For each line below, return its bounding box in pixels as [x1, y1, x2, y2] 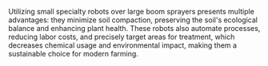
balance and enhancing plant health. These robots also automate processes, [8, 24, 261, 33]
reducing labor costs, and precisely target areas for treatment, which [8, 32, 235, 41]
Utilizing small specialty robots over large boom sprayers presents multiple [8, 7, 254, 16]
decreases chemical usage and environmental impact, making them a [8, 41, 238, 50]
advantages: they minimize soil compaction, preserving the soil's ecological [8, 15, 258, 25]
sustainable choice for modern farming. [8, 49, 138, 58]
